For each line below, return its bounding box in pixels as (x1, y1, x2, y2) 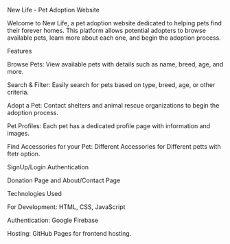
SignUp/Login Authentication (7, 163, 89, 171)
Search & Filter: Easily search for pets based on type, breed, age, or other (7, 81, 216, 88)
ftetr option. (7, 150, 41, 158)
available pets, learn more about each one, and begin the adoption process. (7, 34, 221, 42)
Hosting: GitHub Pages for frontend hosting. (7, 230, 132, 237)
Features (7, 47, 32, 55)
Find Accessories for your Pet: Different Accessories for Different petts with (7, 143, 221, 150)
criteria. (7, 88, 30, 96)
